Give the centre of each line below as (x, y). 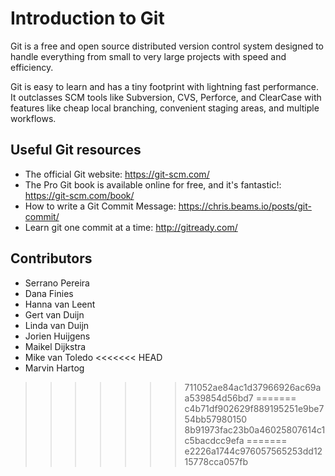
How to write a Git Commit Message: (100, 206)
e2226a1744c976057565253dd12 (253, 451)
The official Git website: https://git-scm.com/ (117, 174)
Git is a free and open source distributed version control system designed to (167, 46)
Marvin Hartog (54, 368)
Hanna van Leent (60, 304)
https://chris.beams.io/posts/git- (245, 206)
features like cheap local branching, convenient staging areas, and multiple (165, 108)
